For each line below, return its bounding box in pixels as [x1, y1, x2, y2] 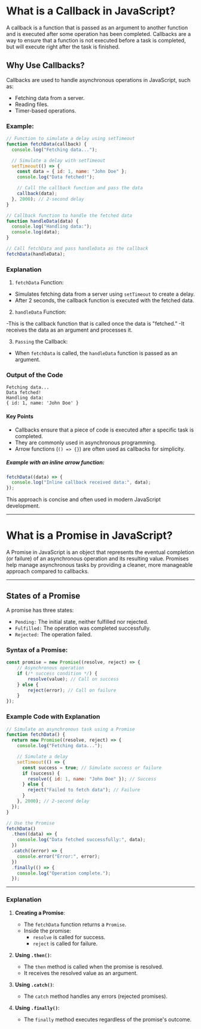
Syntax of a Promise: [6, 645, 68, 654]
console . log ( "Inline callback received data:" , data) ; [11, 479, 151, 485]
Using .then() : [14, 951, 52, 958]
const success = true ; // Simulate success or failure [22, 764, 162, 770]
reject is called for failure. [32, 940, 98, 947]
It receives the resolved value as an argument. [23, 969, 138, 976]
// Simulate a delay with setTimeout [11, 157, 106, 163]
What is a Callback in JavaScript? [6, 4, 176, 18]
